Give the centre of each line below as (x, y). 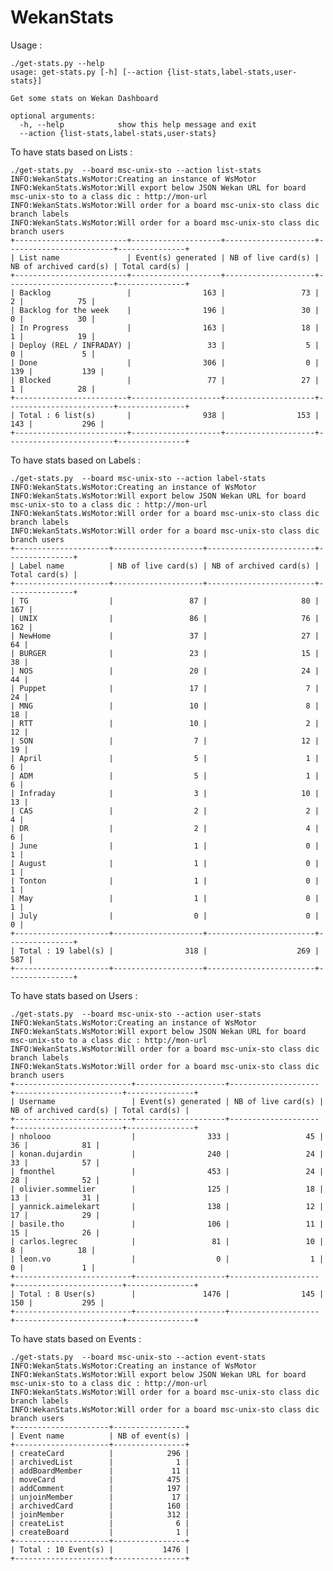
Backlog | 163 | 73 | (169, 292)
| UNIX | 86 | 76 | (165, 618)
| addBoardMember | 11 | (100, 1471)
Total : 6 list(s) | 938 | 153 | (169, 415)
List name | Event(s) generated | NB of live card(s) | (169, 257)
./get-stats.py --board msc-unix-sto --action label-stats (138, 478)
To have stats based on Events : (76, 1338)
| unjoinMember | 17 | (100, 1497)
